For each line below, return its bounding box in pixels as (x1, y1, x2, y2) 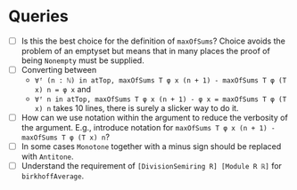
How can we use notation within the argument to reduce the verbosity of (21, 113, 289, 123)
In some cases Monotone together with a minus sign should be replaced (21, 141, 282, 152)
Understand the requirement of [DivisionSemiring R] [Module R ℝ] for (21, 161, 283, 171)
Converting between (21, 65, 97, 75)
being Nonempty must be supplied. (21, 55, 144, 66)
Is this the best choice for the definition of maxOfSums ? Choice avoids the (21, 36, 286, 46)
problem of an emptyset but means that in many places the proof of (21, 46, 271, 56)
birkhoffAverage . (21, 170, 85, 181)
